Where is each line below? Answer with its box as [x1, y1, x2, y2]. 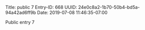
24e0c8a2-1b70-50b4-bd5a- [78, 4, 140, 10]
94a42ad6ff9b [5, 9, 36, 15]
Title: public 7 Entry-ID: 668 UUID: [5, 4, 77, 10]
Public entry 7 [5, 19, 35, 25]
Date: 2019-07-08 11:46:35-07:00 [37, 9, 108, 15]
